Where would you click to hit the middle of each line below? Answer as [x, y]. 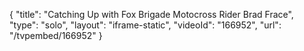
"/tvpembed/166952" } [56, 35]
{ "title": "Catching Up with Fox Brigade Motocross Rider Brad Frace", [151, 14]
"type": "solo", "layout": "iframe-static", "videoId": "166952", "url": [145, 25]
